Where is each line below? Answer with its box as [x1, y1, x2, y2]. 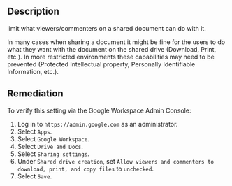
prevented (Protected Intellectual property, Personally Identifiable [7, 59, 196, 69]
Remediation [7, 87, 64, 100]
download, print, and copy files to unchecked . [17, 164, 154, 173]
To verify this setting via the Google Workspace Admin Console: [7, 106, 191, 115]
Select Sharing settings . [17, 150, 89, 158]
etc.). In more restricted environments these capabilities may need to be [7, 52, 215, 61]
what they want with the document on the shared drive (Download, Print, [7, 45, 217, 53]
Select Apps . [17, 127, 52, 136]
